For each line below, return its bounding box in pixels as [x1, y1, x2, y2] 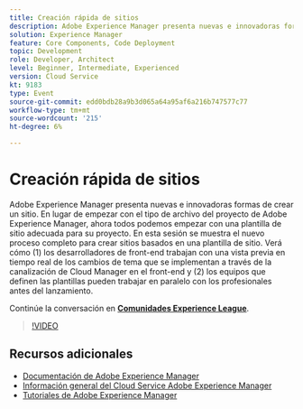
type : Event [9, 88, 54, 98]
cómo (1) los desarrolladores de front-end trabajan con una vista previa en [9, 246, 286, 257]
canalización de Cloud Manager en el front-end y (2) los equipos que [9, 265, 266, 276]
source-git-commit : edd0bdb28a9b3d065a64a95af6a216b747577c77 [9, 97, 248, 107]
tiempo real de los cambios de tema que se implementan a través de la [9, 256, 272, 267]
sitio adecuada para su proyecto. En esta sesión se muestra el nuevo [9, 228, 265, 238]
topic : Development [9, 47, 83, 56]
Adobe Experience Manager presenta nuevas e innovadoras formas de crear [9, 199, 294, 209]
